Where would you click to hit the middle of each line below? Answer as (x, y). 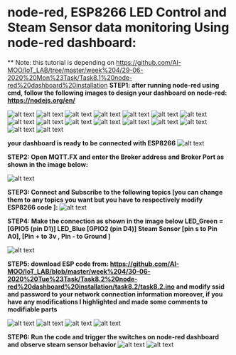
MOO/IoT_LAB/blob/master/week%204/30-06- (79, 271)
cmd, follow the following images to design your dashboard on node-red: (117, 93)
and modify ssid (200, 287)
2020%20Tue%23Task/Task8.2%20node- (73, 279)
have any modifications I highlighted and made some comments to (108, 302)
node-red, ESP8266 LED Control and (117, 12)
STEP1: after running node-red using (164, 85)
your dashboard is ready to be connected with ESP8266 (92, 143)
